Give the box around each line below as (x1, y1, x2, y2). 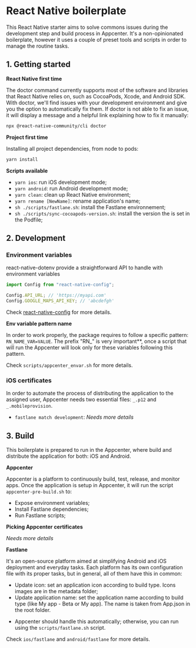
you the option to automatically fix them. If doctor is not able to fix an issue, (6, 105, 189, 113)
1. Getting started (6, 59, 71, 70)
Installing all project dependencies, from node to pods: (6, 145, 139, 152)
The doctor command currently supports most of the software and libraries (6, 87, 188, 94)
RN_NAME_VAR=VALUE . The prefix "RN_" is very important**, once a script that (6, 338, 187, 345)
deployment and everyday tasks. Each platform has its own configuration (6, 564, 183, 571)
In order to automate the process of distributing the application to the (6, 390, 174, 397)
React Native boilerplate (6, 4, 127, 18)
